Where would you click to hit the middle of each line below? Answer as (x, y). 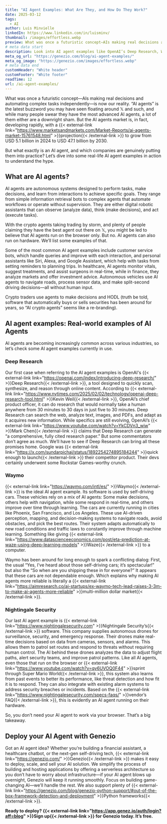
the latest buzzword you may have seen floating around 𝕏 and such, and (80, 109)
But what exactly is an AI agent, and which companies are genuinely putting (83, 150)
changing (15, 785)
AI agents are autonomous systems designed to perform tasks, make (76, 189)
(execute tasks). (22, 215)
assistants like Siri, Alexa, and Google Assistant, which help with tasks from (82, 261)
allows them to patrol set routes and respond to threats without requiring (79, 647)
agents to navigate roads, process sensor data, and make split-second (78, 282)
